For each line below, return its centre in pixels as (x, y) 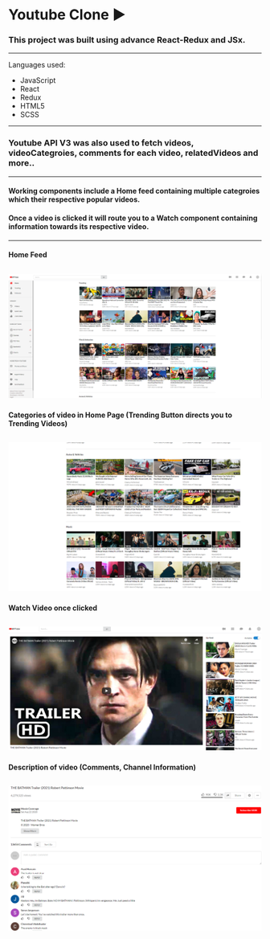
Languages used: (37, 65)
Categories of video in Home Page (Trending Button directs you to (121, 415)
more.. (21, 163)
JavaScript (38, 80)
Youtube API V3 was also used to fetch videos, (101, 143)
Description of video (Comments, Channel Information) (102, 767)
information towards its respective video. (79, 226)
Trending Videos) (38, 423)
